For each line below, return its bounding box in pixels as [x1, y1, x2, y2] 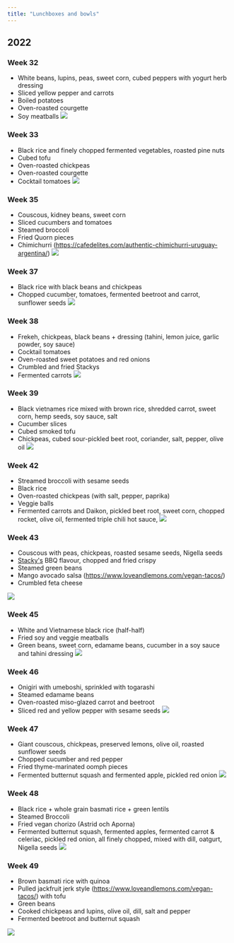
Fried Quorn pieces [17, 233, 74, 241]
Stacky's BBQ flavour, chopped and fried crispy [17, 556, 157, 565]
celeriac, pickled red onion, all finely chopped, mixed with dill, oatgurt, [17, 835, 223, 843]
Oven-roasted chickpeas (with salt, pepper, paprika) [17, 492, 170, 500]
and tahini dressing [17, 649, 74, 657]
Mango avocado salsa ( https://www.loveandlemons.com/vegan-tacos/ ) [17, 571, 226, 580]
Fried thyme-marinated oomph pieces [17, 763, 129, 771]
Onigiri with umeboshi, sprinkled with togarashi [17, 683, 156, 691]
